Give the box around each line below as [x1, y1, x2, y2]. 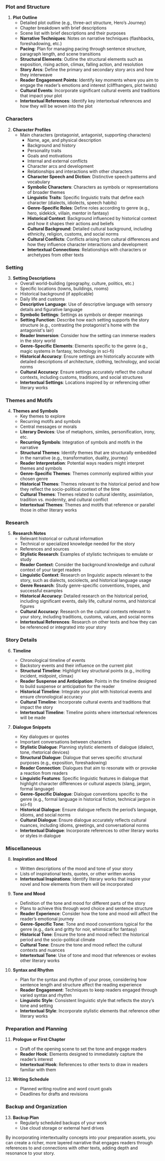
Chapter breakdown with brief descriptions [20, 25, 107, 31]
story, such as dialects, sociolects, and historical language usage [20, 578, 151, 583]
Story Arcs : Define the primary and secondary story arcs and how [20, 67, 154, 73]
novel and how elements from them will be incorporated [20, 881, 133, 887]
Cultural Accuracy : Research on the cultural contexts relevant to [20, 608, 151, 614]
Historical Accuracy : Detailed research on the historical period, [20, 593, 149, 599]
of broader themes [27, 189, 65, 195]
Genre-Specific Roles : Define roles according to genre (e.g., [27, 205, 150, 211]
